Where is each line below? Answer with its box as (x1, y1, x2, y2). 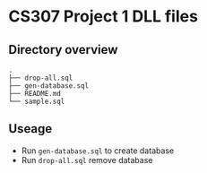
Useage (8, 121, 53, 136)
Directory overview (8, 42, 118, 57)
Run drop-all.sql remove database (21, 154, 153, 165)
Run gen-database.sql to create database (21, 145, 175, 156)
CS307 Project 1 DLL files (8, 6, 199, 27)
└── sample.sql (8, 97, 65, 106)
